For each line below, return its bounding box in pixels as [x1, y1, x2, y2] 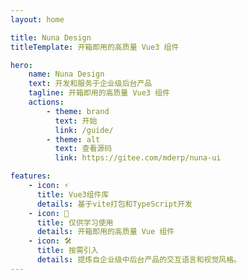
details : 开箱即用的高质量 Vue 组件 [36, 227, 175, 237]
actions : [28, 97, 65, 107]
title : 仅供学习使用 [36, 217, 114, 228]
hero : [10, 60, 33, 70]
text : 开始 [54, 116, 98, 126]
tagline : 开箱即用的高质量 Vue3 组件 [28, 88, 170, 98]
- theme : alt [46, 134, 101, 145]
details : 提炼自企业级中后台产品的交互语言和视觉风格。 [36, 255, 242, 265]
